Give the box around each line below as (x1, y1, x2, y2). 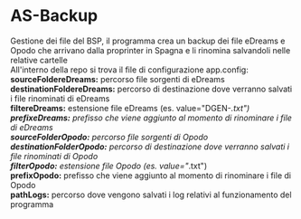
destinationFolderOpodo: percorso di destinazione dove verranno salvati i (10, 141, 290, 152)
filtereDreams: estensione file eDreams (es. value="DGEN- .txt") (10, 102, 250, 113)
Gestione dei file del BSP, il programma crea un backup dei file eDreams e (10, 35, 286, 46)
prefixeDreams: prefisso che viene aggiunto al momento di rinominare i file (10, 112, 293, 123)
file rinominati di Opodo (10, 150, 99, 161)
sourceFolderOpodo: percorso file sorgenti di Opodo (10, 131, 209, 142)
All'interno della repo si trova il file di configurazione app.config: (10, 64, 249, 75)
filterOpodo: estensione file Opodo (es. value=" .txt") (10, 160, 207, 171)
